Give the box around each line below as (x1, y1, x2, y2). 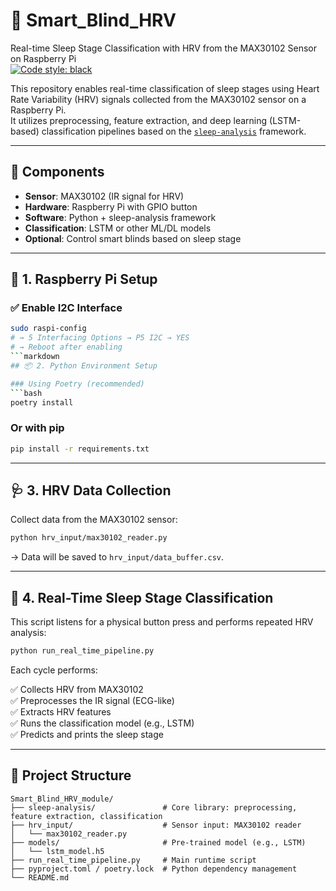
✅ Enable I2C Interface (10, 301, 123, 315)
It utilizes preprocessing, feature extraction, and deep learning (10, 114, 268, 126)
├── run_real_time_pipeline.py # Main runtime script (10, 855, 257, 865)
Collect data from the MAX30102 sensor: (10, 514, 178, 526)
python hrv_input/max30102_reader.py (10, 533, 168, 543)
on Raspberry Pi (10, 52, 77, 64)
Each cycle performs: (10, 664, 98, 676)
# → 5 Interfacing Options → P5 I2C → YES (10, 333, 190, 343)
